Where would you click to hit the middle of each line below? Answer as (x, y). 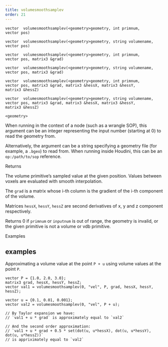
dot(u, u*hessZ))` (24, 335)
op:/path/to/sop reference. (33, 156)
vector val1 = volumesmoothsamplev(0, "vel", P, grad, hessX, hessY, (79, 287)
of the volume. (20, 196)
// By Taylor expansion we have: (40, 313)
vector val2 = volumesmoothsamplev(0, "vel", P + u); (63, 305)
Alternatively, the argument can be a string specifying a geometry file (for (81, 145)
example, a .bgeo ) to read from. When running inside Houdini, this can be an (84, 151)
